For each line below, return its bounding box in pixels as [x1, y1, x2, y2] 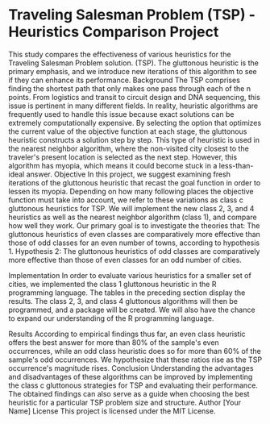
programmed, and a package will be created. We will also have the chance [8, 305, 255, 314]
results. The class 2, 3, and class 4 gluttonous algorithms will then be [8, 296, 239, 306]
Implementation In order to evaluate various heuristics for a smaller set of [8, 270, 251, 280]
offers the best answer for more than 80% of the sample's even [8, 337, 219, 347]
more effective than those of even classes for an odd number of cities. [8, 255, 242, 264]
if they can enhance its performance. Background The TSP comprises [8, 75, 240, 85]
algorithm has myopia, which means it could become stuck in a [8, 160, 218, 170]
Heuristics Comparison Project [8, 23, 219, 41]
